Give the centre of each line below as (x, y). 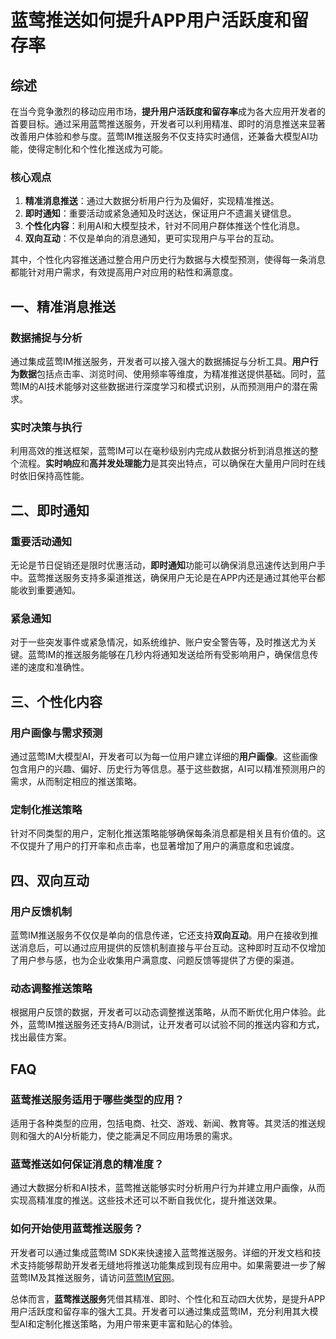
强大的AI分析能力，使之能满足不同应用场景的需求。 (132, 1135)
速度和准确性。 (58, 667)
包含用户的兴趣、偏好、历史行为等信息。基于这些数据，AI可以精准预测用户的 (168, 768)
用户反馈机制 (41, 911)
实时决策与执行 (46, 427)
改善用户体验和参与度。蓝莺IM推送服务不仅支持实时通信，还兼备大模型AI (160, 136)
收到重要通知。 (49, 590)
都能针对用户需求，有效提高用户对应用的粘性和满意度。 (124, 272)
